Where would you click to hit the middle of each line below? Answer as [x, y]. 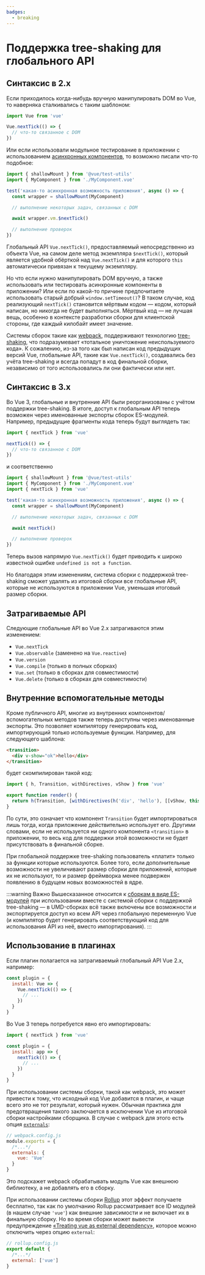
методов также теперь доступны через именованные [125, 719]
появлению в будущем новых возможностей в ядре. [75, 882]
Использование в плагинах [61, 946]
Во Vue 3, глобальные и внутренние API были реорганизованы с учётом [101, 402]
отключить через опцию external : [51, 1232]
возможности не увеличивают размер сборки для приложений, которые [102, 869]
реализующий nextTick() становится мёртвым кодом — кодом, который [101, 304]
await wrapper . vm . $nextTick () [50, 219]
